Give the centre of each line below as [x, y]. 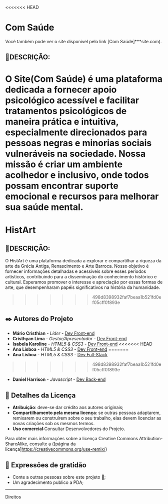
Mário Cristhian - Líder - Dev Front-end [53, 333]
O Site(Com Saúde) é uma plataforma [84, 79]
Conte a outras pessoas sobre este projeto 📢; [59, 477]
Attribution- [151, 439]
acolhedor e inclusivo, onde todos [77, 175]
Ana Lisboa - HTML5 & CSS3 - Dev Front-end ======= [70, 349]
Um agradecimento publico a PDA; [48, 482]
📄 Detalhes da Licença [40, 395]
